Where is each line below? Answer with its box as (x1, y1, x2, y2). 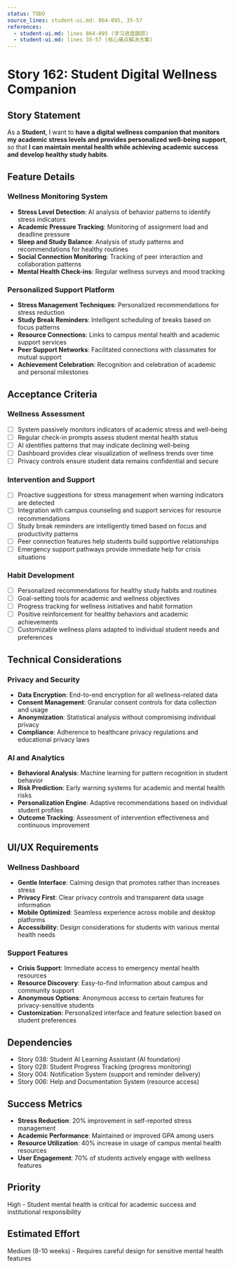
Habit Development (7, 570, 75, 580)
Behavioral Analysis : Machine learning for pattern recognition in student (17, 769, 228, 778)
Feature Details (7, 171, 75, 182)
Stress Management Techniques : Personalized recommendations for (17, 301, 220, 309)
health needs (17, 930, 56, 939)
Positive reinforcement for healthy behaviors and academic (17, 610, 189, 618)
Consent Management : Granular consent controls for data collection (17, 698, 217, 707)
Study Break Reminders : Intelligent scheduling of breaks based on (17, 316, 211, 324)
